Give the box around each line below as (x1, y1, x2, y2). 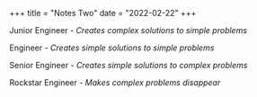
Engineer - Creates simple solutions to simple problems (9, 42, 215, 53)
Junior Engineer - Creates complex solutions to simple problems (9, 25, 248, 35)
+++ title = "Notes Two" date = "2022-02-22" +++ (9, 8, 197, 18)
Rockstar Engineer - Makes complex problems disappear (9, 77, 221, 88)
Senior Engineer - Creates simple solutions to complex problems (9, 60, 248, 70)
